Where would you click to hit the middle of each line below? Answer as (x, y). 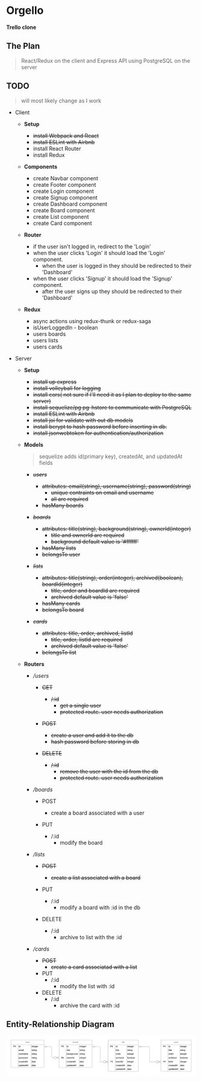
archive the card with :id (90, 1005)
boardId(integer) (62, 584)
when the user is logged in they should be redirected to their (117, 265)
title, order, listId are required (87, 639)
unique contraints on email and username (102, 493)
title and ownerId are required (88, 535)
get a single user (81, 705)
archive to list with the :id (91, 937)
